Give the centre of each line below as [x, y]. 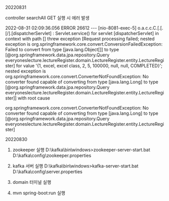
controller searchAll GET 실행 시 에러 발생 [47, 18]
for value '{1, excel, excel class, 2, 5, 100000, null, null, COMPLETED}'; [89, 66]
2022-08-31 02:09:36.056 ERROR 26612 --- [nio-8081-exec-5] [71, 28]
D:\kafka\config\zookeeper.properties [52, 155]
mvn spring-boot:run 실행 [39, 193]
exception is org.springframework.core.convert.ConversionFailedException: [84, 44]
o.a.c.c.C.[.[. [150, 28]
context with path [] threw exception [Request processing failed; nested [80, 39]
